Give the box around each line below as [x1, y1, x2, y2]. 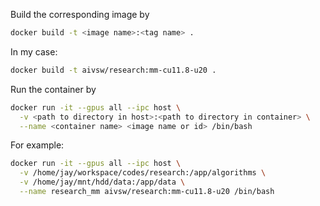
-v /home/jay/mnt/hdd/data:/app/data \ [19, 177, 186, 188]
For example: [10, 139, 65, 151]
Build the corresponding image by [10, 9, 150, 20]
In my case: [10, 45, 58, 58]
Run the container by [10, 83, 97, 95]
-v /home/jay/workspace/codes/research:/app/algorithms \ [19, 168, 267, 178]
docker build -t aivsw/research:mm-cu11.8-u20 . [10, 65, 217, 75]
